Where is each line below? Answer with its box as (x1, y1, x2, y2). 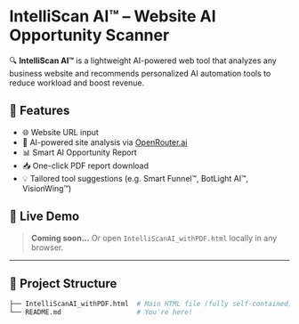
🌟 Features (9, 103, 70, 118)
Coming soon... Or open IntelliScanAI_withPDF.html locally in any (30, 232, 278, 243)
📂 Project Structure (9, 276, 117, 291)
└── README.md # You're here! (9, 308, 193, 317)
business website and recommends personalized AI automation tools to (9, 68, 271, 78)
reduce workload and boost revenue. (9, 77, 145, 88)
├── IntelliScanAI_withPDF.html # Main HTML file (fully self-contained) (9, 300, 293, 309)
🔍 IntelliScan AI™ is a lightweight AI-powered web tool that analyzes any (9, 55, 278, 66)
